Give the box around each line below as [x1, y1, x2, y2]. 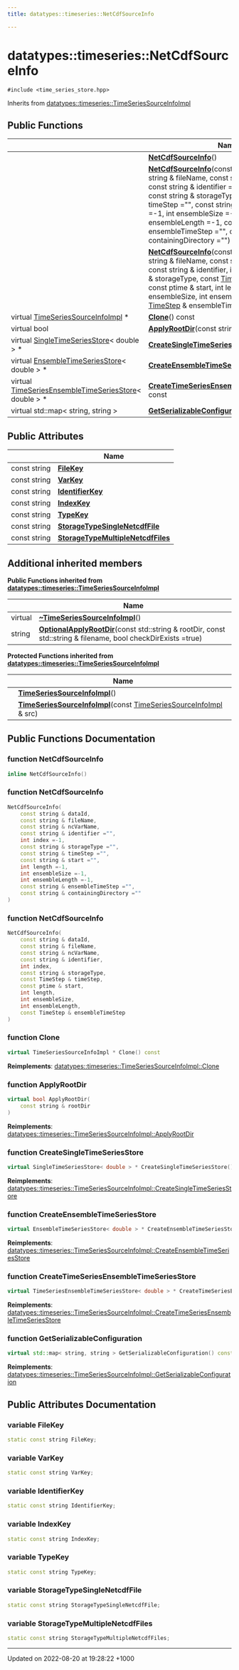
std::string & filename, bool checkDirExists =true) [38, 633, 203, 643]
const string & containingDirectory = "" [20, 890, 142, 897]
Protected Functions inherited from [7, 652, 114, 660]
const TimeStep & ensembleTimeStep [20, 1009, 126, 1016]
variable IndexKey [7, 1519, 71, 1529]
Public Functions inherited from [7, 576, 103, 584]
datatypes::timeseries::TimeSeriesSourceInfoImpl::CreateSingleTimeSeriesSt [7, 1184, 232, 1193]
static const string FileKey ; [7, 1436, 97, 1443]
